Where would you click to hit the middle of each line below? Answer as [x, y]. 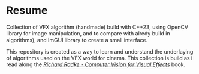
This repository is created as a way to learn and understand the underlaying [100, 51]
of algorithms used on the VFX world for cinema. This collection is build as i [99, 58]
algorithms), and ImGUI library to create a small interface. [77, 40]
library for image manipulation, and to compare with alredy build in [88, 33]
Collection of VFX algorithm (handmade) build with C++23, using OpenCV [97, 27]
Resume [27, 11]
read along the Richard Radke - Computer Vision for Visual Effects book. [96, 64]
